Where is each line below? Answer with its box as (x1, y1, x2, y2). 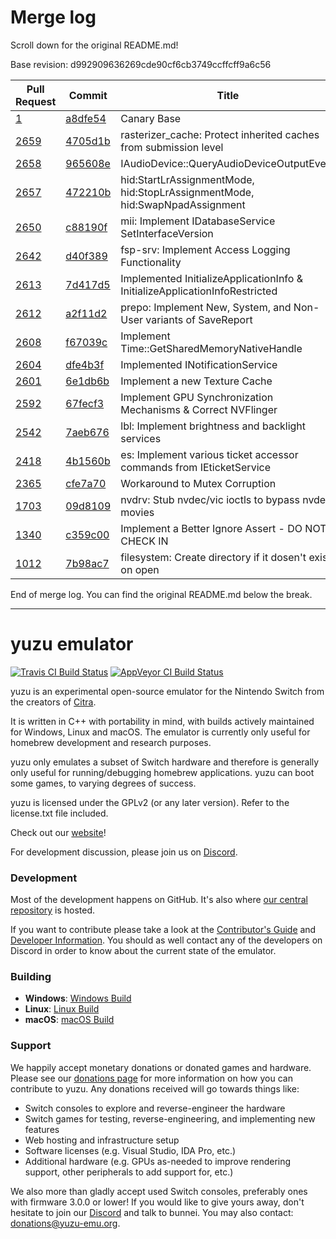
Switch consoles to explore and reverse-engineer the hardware (24, 1102, 286, 1114)
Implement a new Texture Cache (120, 374, 273, 388)
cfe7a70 (65, 476, 107, 490)
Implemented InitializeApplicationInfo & (120, 271, 303, 285)
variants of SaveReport (145, 312, 253, 326)
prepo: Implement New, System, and (120, 300, 292, 314)
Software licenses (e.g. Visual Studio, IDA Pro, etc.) (24, 1144, 237, 1156)
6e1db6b (65, 374, 110, 388)
